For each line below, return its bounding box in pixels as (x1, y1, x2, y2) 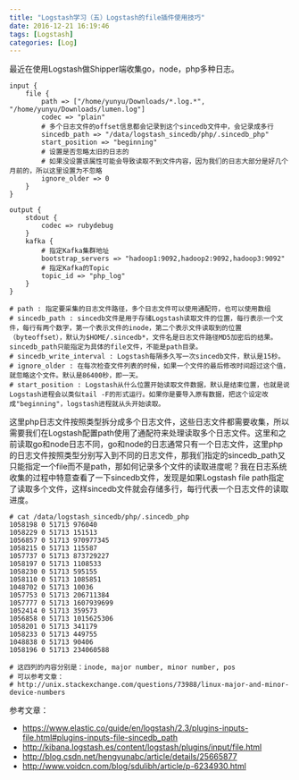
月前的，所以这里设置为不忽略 (9, 166, 103, 175)
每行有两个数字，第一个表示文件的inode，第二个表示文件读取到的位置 (21, 324, 243, 333)
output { (9, 206, 42, 215)
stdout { (25, 214, 58, 223)
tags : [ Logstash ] (9, 30, 74, 38)
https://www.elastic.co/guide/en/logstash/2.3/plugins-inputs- (21, 723, 249, 733)
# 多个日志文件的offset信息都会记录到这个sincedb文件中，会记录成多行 (41, 123, 274, 131)
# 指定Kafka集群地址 (41, 247, 110, 256)
